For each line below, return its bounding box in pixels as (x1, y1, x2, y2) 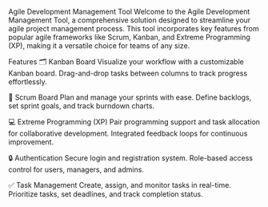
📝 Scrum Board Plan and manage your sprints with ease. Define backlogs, (8, 92, 252, 102)
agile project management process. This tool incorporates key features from (8, 24, 259, 33)
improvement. (8, 137, 54, 147)
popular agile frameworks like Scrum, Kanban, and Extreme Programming (8, 32, 250, 42)
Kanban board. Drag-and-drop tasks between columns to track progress (8, 68, 248, 78)
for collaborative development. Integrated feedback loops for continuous (8, 128, 248, 138)
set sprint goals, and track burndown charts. (8, 101, 154, 111)
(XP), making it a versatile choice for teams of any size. (8, 41, 190, 51)
